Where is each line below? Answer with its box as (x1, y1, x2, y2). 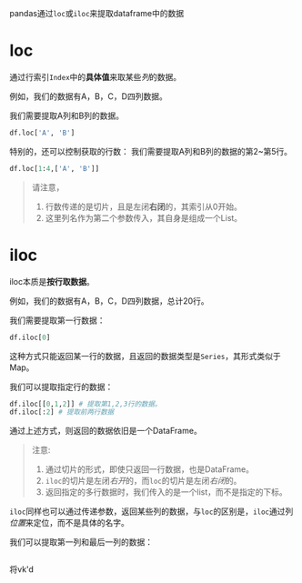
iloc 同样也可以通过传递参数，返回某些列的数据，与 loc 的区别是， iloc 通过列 (9, 506, 294, 517)
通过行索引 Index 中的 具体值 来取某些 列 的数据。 (9, 71, 182, 82)
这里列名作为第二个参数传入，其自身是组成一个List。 (45, 212, 243, 223)
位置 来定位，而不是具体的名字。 (9, 518, 129, 528)
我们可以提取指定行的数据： (9, 381, 114, 392)
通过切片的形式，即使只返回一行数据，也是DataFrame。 (45, 464, 255, 475)
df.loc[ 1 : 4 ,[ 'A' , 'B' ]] (9, 164, 100, 173)
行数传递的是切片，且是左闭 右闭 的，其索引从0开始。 (45, 201, 243, 212)
